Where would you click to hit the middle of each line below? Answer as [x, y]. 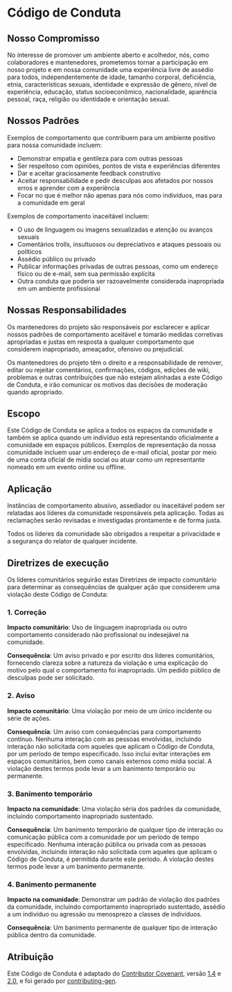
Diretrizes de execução [58, 563]
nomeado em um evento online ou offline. [66, 467]
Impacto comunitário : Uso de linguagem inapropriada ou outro [97, 627]
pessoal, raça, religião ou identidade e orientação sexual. [89, 99]
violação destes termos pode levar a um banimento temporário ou [101, 768]
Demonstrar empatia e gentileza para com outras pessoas [100, 158]
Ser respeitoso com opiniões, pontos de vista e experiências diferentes [118, 166]
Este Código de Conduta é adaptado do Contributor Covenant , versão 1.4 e [114, 974]
